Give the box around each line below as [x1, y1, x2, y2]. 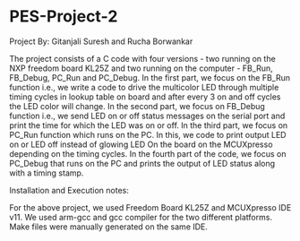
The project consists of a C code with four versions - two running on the [9, 53, 276, 64]
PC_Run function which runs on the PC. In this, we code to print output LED [9, 129, 287, 140]
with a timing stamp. [9, 168, 84, 178]
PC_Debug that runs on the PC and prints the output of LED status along [9, 158, 276, 168]
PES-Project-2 [9, 6, 118, 27]
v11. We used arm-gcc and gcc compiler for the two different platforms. [9, 211, 273, 222]
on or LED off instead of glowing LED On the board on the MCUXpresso [9, 139, 273, 150]
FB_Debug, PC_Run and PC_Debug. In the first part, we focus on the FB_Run [9, 72, 291, 82]
